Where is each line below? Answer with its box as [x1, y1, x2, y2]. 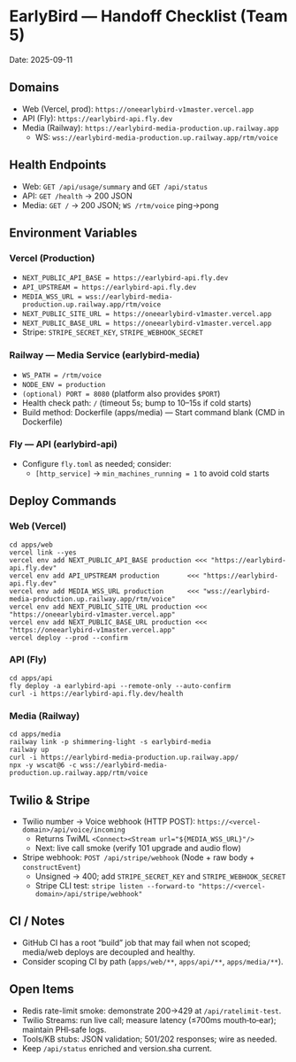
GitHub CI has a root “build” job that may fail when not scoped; [21, 937, 251, 948]
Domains [9, 80, 59, 95]
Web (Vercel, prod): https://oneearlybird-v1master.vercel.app [21, 104, 254, 114]
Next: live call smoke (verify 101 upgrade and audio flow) [34, 842, 241, 853]
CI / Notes [9, 914, 65, 929]
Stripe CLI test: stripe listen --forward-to [34, 880, 195, 891]
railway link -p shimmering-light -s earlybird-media [9, 738, 212, 747]
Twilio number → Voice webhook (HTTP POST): [21, 816, 196, 826]
